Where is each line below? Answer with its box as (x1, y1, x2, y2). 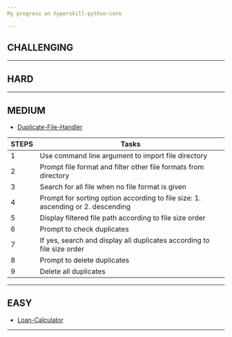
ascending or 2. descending (39, 202, 131, 211)
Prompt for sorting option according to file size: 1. (39, 193, 202, 203)
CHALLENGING (7, 42, 74, 54)
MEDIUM (7, 104, 46, 116)
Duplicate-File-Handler (17, 123, 83, 131)
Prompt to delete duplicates (39, 256, 130, 265)
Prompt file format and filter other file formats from (39, 162, 204, 172)
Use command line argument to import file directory (39, 151, 208, 161)
